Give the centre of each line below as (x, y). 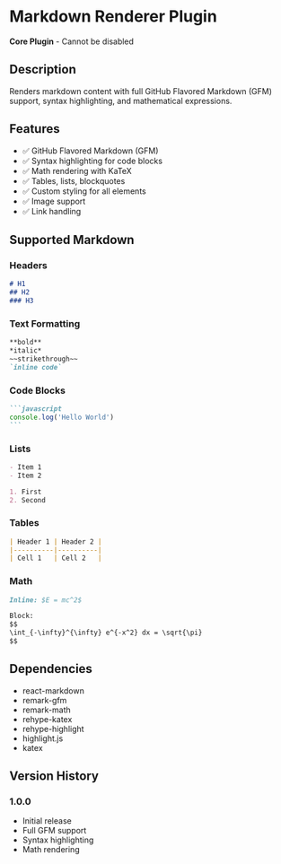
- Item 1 (26, 467)
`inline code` (36, 367)
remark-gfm (44, 700)
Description (43, 70)
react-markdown (53, 690)
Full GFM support (54, 831)
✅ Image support (54, 201)
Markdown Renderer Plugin (113, 17)
